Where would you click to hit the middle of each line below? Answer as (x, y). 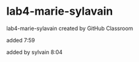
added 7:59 (21, 40)
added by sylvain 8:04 (35, 52)
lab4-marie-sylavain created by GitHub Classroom (70, 28)
